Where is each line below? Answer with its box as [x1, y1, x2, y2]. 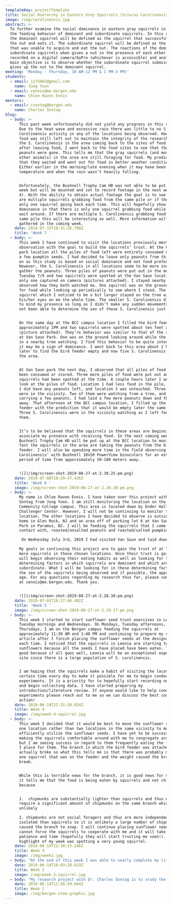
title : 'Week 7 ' [14, 231, 52, 236]
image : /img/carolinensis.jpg [5, 17, 70, 22]
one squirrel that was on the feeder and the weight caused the [18, 755, 159, 760]
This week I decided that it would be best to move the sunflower [18, 721, 164, 726]
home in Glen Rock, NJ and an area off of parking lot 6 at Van [18, 518, 159, 523]
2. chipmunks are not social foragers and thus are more [18, 815, 143, 820]
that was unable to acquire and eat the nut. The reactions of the [10, 46, 157, 51]
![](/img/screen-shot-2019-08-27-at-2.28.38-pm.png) [18, 593, 134, 599]
